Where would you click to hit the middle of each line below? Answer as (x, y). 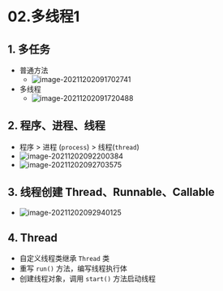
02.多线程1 (44, 17)
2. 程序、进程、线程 (57, 126)
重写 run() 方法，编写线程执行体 (73, 268)
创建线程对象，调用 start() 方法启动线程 (87, 279)
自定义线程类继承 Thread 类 (64, 258)
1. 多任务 (29, 49)
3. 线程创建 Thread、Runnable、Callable (111, 192)
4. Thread (33, 238)
